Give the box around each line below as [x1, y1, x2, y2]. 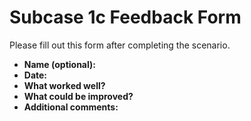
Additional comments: [23, 101, 119, 113]
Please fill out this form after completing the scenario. [9, 39, 231, 51]
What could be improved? [23, 90, 134, 102]
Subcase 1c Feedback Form [9, 6, 242, 29]
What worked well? [23, 79, 106, 91]
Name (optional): [23, 58, 96, 70]
